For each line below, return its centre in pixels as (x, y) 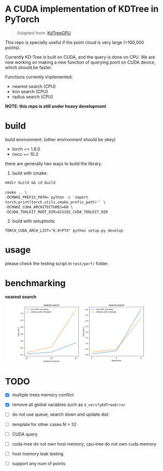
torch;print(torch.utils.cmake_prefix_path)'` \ (55, 202)
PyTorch (22, 19)
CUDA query (25, 434)
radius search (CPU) (33, 97)
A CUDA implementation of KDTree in (82, 9)
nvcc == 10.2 (25, 154)
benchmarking (35, 283)
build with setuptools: (34, 221)
